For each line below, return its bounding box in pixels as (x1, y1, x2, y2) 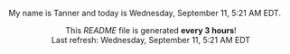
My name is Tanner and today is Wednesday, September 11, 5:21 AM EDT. (8, 8, 282, 18)
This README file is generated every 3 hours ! (65, 25, 237, 35)
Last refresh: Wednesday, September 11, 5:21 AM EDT (51, 35, 250, 45)
